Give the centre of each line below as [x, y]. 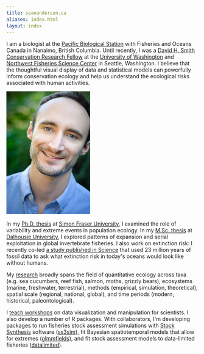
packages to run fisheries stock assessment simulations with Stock [90, 326]
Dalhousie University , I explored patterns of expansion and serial [87, 237]
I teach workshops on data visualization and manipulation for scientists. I [97, 312]
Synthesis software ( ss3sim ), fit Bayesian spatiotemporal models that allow [100, 332]
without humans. [27, 263]
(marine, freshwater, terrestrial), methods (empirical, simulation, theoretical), [102, 288]
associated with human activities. [48, 83]
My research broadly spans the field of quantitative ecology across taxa [97, 275]
